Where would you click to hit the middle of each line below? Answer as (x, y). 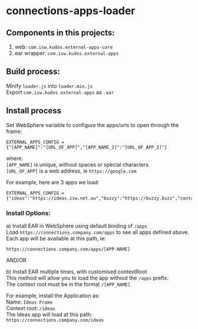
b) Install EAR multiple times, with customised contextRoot (77, 271)
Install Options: (29, 213)
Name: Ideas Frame (29, 302)
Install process (34, 111)
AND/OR (16, 260)
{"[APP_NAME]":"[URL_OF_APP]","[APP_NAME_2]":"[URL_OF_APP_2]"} (87, 147)
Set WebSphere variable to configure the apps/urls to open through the (93, 125)
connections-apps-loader (71, 11)
